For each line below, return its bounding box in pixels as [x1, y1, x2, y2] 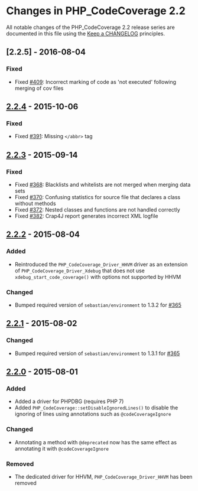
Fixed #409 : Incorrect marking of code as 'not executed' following [14, 78, 176, 85]
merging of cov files [14, 84, 64, 92]
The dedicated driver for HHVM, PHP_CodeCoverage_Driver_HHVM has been [14, 473, 193, 480]
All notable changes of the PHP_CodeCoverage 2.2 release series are [6, 24, 176, 31]
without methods [14, 200, 56, 207]
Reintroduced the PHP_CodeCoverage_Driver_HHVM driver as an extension [14, 261, 188, 268]
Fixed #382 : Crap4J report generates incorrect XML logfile [14, 213, 158, 219]
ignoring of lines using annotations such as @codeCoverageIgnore [14, 411, 171, 418]
